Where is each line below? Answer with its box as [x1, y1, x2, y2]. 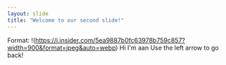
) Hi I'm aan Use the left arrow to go [115, 43, 220, 52]
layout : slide [7, 10, 49, 17]
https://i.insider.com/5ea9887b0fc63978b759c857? [34, 36, 185, 44]
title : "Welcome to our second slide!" [7, 17, 125, 24]
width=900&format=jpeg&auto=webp [7, 43, 116, 52]
